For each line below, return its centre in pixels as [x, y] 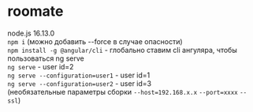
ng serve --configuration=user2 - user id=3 [79, 83]
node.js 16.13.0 [31, 33]
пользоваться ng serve [46, 58]
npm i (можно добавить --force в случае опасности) [95, 41]
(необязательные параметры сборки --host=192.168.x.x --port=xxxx [123, 91]
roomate [35, 11]
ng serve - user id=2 [41, 66]
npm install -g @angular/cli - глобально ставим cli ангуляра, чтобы [122, 50]
